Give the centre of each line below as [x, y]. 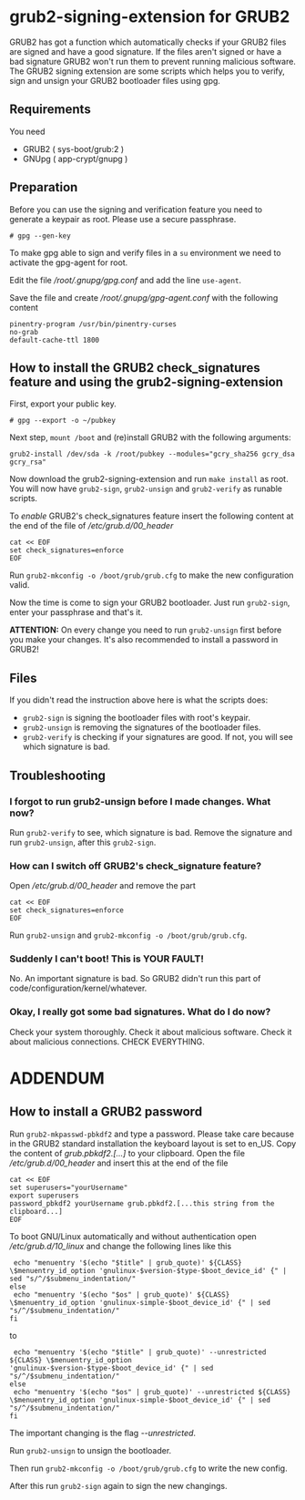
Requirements [50, 110]
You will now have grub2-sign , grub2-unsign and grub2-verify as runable [146, 488]
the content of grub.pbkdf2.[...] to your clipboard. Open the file [127, 1153]
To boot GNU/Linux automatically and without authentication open [133, 1236]
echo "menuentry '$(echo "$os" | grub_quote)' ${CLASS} [122, 1295]
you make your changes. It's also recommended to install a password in [144, 640]
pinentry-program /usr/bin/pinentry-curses [93, 324]
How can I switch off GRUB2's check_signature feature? [136, 866]
